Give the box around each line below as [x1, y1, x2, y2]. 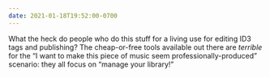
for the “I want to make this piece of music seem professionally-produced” [8, 51, 258, 60]
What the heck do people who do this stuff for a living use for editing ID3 [8, 34, 251, 43]
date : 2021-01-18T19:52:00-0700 [8, 11, 118, 20]
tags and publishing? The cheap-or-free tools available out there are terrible [8, 42, 263, 52]
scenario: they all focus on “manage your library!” [8, 59, 174, 69]
